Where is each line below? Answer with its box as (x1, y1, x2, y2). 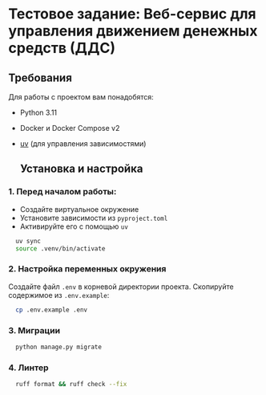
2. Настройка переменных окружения (8, 263, 167, 275)
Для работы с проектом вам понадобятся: (8, 92, 154, 101)
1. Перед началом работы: (8, 186, 117, 197)
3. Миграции (8, 324, 61, 336)
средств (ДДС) (8, 39, 116, 57)
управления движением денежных (8, 22, 258, 40)
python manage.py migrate (15, 343, 103, 351)
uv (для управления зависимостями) (19, 139, 147, 149)
